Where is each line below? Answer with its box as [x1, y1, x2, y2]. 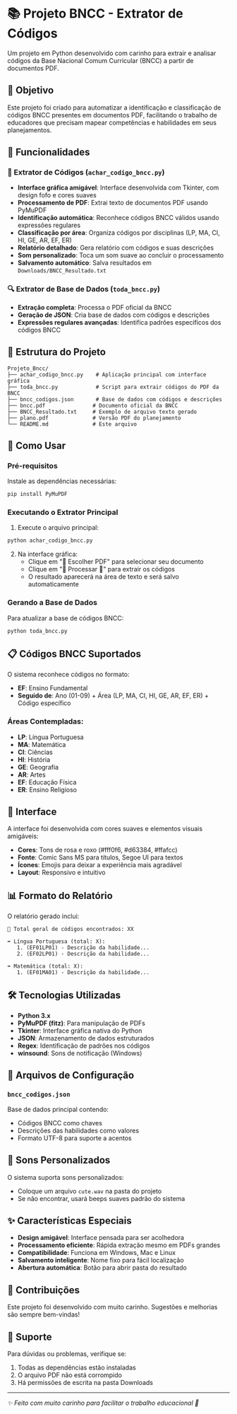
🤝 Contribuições [7, 1284, 80, 1296]
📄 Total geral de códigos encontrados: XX [7, 926, 134, 933]
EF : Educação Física [17, 777, 77, 786]
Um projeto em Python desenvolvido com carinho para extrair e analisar [7, 49, 217, 57]
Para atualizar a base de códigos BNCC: [7, 613, 124, 622]
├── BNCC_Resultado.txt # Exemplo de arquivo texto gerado [7, 408, 197, 415]
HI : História [17, 755, 51, 764]
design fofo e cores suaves [17, 191, 97, 199]
